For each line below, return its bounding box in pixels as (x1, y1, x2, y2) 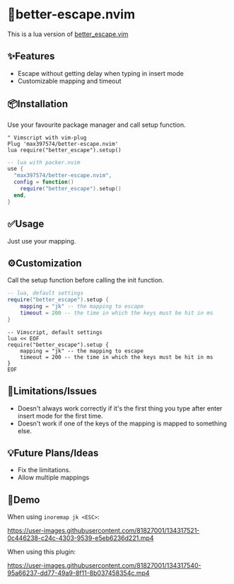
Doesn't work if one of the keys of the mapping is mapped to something (17, 419, 228, 428)
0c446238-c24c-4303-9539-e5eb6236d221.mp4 (7, 534, 154, 542)
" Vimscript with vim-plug (7, 134, 87, 141)
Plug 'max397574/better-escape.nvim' (7, 140, 119, 147)
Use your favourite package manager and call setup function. (7, 120, 186, 129)
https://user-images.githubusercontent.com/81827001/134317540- (7, 561, 201, 570)
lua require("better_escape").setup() (7, 147, 122, 154)
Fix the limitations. (17, 466, 71, 474)
